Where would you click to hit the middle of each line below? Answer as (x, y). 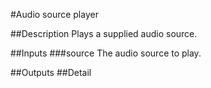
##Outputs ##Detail (51, 72)
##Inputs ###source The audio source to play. (106, 53)
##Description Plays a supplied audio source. (104, 33)
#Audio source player (54, 14)
